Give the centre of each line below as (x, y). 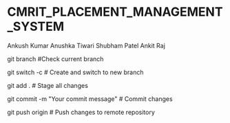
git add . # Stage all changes (48, 85)
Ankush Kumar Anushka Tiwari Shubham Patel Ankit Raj (86, 45)
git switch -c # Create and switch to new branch (75, 72)
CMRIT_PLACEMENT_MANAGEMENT (115, 12)
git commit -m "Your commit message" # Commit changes (90, 99)
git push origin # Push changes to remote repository (81, 112)
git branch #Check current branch (55, 58)
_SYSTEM (36, 26)
